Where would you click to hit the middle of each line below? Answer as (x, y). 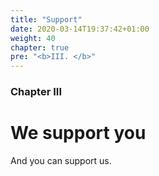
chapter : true (40, 47)
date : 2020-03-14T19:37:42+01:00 (80, 29)
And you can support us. (61, 160)
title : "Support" (46, 19)
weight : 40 (33, 38)
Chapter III (36, 92)
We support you (78, 133)
